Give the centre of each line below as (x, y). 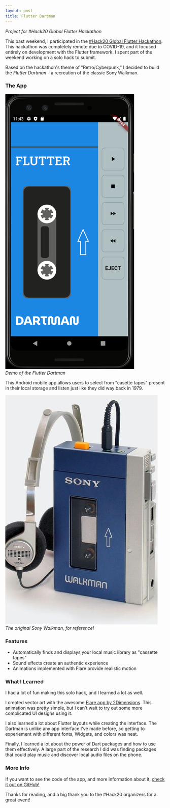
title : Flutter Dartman (30, 16)
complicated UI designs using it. (39, 713)
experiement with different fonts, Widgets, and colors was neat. (72, 734)
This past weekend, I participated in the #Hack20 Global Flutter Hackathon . (84, 41)
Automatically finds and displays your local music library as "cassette (85, 652)
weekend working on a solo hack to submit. (51, 57)
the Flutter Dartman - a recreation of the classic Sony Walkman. (72, 73)
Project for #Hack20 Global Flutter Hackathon (54, 31)
